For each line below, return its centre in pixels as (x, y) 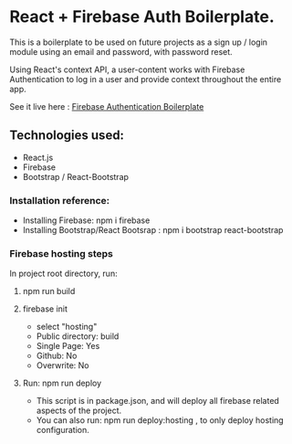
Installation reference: (60, 200)
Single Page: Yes (68, 346)
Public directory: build (78, 336)
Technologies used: (67, 136)
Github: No (57, 356)
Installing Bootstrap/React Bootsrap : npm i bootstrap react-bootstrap (153, 230)
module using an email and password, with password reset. (121, 51)
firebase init (45, 309)
